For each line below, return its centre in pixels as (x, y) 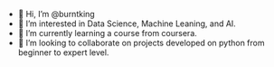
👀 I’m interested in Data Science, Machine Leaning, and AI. (127, 24)
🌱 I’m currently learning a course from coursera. (107, 33)
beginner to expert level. (63, 53)
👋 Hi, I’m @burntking (56, 14)
